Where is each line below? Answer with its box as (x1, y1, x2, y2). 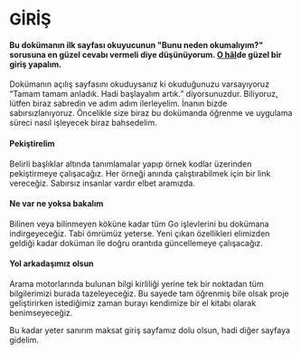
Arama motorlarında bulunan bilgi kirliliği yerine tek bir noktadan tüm (9, 279, 264, 289)
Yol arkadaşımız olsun (9, 258, 94, 269)
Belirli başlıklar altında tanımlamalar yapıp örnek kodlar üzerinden (9, 158, 252, 169)
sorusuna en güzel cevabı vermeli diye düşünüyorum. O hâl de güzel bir (9, 49, 282, 60)
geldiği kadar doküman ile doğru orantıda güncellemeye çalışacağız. (9, 237, 264, 248)
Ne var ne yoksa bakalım (9, 198, 104, 209)
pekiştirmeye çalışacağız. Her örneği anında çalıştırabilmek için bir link (9, 167, 271, 178)
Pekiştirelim (9, 138, 56, 148)
